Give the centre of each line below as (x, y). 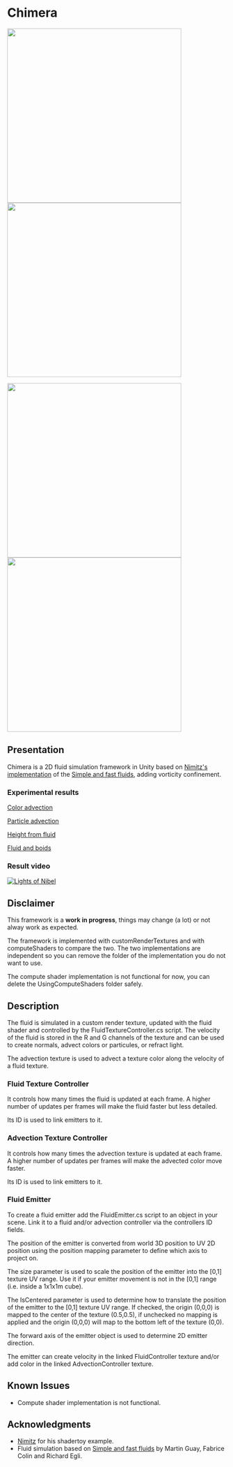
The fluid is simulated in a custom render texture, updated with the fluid (110, 1022)
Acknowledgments (49, 1425)
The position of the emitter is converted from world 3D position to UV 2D (111, 1243)
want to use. (25, 963)
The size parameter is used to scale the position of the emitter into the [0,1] (115, 1271)
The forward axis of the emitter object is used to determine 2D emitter (107, 1335)
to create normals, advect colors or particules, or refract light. (96, 1044)
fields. (16, 1229)
